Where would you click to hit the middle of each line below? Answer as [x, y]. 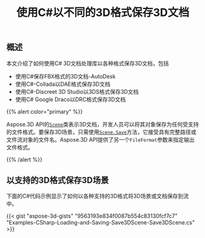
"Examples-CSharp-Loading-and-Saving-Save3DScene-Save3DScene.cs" [101, 223]
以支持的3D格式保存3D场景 [58, 180]
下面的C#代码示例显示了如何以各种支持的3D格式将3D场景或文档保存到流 [98, 196]
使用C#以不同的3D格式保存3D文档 [103, 13]
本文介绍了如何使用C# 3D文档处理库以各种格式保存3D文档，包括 [88, 63]
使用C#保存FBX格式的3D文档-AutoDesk [65, 76]
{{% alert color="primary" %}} [45, 112]
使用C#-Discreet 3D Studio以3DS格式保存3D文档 [77, 91]
